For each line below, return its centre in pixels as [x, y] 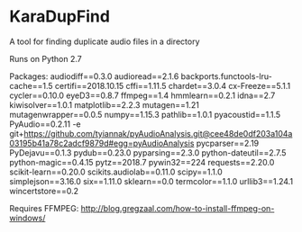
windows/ [27, 218]
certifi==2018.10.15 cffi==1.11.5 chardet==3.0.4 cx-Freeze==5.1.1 [173, 85]
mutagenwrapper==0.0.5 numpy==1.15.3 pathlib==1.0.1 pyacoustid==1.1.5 [145, 114]
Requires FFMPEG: [44, 208]
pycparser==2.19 [228, 143]
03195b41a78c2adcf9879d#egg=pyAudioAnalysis [102, 143]
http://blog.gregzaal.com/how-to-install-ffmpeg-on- [178, 208]
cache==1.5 [31, 85]
